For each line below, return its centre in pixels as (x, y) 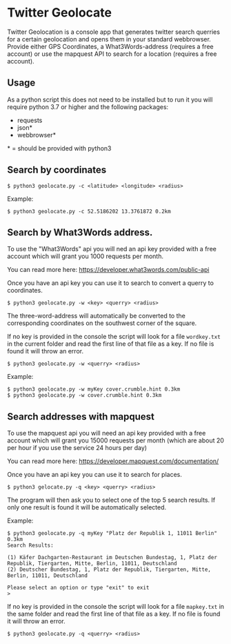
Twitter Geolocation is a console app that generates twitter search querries (114, 32)
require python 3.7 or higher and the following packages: (88, 107)
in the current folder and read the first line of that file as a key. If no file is (111, 344)
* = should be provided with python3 (59, 148)
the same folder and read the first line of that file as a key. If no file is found (114, 614)
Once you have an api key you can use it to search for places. (95, 475)
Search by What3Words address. (80, 232)
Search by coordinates (57, 170)
